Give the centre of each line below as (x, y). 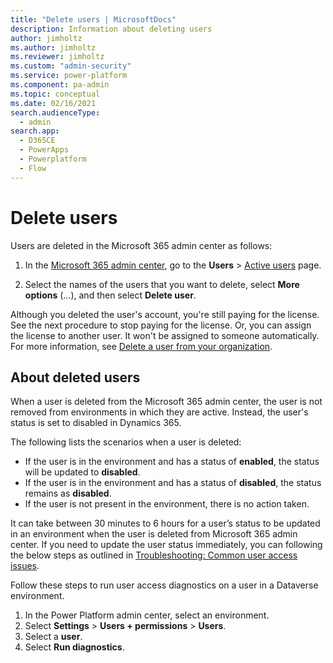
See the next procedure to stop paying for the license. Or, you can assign (161, 325)
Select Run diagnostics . (74, 647)
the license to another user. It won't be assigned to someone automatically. (165, 335)
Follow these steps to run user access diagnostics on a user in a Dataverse (164, 585)
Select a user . (53, 637)
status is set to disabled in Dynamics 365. (96, 423)
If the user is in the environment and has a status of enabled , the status (172, 462)
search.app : (35, 131)
